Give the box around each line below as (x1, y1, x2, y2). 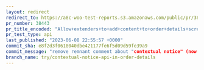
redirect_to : (5, 15, 39, 21)
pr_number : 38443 (5, 20, 50, 26)
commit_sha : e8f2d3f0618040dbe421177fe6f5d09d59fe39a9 (5, 43, 148, 49)
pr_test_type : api (5, 32, 52, 38)
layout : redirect (5, 9, 50, 15)
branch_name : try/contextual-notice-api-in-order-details (5, 54, 156, 60)
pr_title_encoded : (5, 26, 52, 32)
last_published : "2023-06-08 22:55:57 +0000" (5, 37, 123, 43)
